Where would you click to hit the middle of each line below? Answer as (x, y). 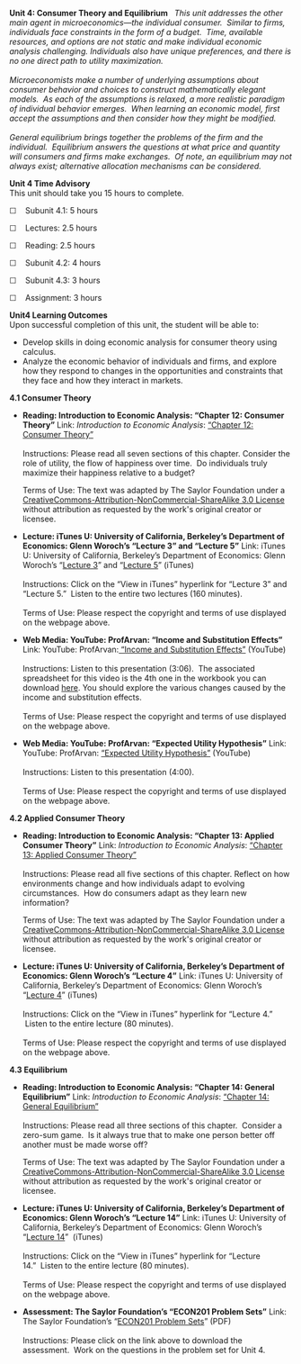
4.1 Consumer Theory (50, 398)
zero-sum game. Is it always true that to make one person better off (149, 1135)
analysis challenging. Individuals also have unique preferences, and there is (150, 51)
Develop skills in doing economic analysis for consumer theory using (150, 342)
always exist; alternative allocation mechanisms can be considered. (136, 166)
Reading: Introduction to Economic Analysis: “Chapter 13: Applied (148, 836)
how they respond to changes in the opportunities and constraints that (152, 371)
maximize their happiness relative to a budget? (109, 473)
